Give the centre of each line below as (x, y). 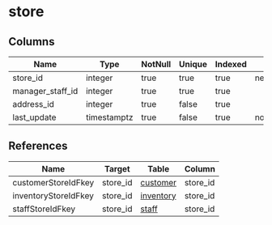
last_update (34, 117)
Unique (193, 64)
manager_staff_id (45, 91)
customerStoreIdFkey (53, 182)
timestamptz (110, 117)
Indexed (231, 64)
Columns (32, 42)
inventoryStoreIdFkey (53, 195)
